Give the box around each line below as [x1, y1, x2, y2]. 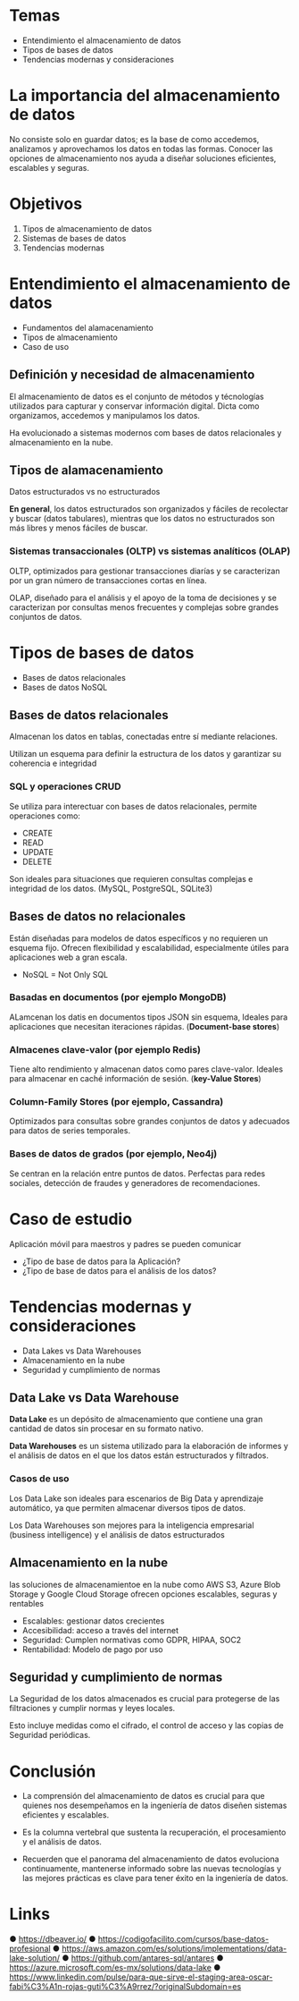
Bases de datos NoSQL [21, 682, 108, 692]
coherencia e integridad [9, 758, 97, 769]
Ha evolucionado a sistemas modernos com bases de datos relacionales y [9, 427, 282, 438]
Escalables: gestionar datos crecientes [21, 1615, 165, 1626]
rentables [9, 1598, 45, 1608]
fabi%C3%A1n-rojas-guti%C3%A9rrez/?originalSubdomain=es [9, 1981, 242, 1992]
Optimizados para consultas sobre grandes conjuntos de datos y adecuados [9, 1115, 290, 1127]
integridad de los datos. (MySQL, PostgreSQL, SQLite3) [9, 883, 213, 894]
